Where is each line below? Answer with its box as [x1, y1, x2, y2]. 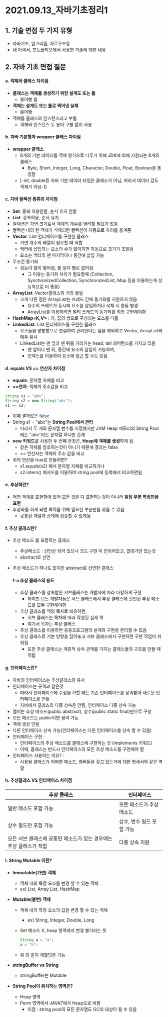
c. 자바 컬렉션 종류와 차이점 [5, 196, 58, 202]
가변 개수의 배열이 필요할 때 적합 [19, 240, 83, 245]
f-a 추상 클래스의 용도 [12, 577, 54, 583]
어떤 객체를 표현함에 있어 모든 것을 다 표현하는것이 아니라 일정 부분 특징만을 [12, 494, 159, 500]
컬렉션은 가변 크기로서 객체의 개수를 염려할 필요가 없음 [12, 221, 118, 227]
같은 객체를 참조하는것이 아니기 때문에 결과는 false [19, 444, 118, 450]
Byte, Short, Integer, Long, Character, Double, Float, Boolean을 [27, 164, 156, 171]
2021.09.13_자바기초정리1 [5, 5, 108, 16]
